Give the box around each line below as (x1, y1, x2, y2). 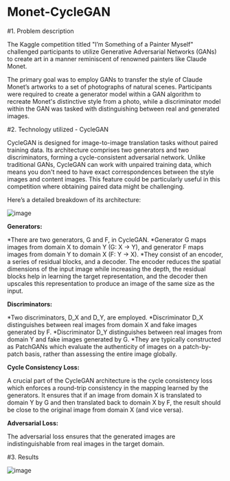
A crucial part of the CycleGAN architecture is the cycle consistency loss (7, 376, 213, 385)
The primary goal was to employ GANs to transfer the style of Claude (7, 75, 203, 83)
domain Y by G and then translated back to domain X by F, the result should (7, 398, 221, 406)
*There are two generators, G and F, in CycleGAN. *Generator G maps (7, 235, 207, 244)
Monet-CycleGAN (7, 4, 111, 20)
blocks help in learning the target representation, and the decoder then (7, 272, 208, 280)
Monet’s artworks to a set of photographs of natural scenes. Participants (7, 82, 212, 91)
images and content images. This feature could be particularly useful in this (7, 175, 221, 183)
